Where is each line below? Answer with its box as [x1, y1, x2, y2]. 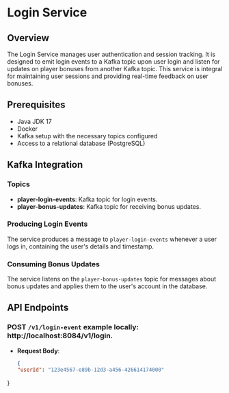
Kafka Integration [7, 159, 83, 170]
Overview [7, 32, 50, 44]
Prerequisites [7, 99, 66, 111]
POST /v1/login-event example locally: [7, 322, 139, 332]
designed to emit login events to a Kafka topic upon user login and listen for [7, 58, 220, 66]
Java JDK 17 [16, 117, 53, 125]
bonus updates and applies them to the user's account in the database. [7, 282, 208, 290]
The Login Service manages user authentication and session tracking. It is [7, 50, 216, 58]
